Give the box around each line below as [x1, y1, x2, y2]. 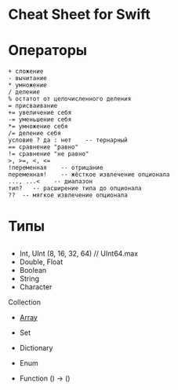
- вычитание [8, 75, 47, 83]
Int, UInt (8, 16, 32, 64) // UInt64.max [19, 248, 139, 258]
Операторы [8, 42, 88, 60]
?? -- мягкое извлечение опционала [8, 191, 128, 200]
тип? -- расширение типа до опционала [8, 185, 143, 193]
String [19, 274, 40, 283]
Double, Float [19, 257, 64, 267]
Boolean [19, 265, 47, 274]
